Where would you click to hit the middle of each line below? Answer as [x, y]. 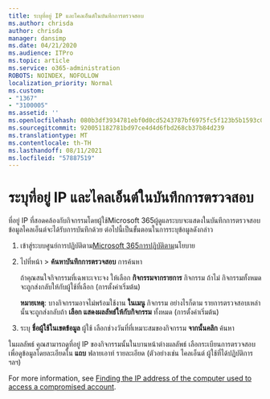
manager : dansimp [37, 38]
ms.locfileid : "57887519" [51, 158]
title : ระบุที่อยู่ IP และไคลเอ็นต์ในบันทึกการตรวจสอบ [76, 16]
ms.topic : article [39, 61]
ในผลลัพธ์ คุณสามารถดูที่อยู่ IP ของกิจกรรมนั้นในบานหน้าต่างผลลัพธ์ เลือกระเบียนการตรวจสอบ [132, 344]
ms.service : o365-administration [64, 68]
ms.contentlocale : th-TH [50, 143]
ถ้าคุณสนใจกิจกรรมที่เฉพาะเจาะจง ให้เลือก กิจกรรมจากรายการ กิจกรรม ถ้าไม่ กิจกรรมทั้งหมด [141, 278]
